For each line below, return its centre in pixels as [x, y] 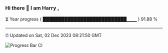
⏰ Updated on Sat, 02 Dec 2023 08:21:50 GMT [53, 35]
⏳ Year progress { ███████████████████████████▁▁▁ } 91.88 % [81, 19]
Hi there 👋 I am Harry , [32, 8]
